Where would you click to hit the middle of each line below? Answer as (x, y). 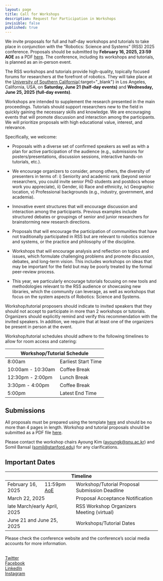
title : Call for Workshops (32, 14)
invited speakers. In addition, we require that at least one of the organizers (79, 322)
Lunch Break (74, 377)
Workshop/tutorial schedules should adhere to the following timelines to (77, 336)
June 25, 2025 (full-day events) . (38, 92)
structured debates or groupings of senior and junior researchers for (81, 217)
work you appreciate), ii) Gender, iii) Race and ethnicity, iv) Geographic (83, 187)
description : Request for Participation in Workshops (61, 18)
